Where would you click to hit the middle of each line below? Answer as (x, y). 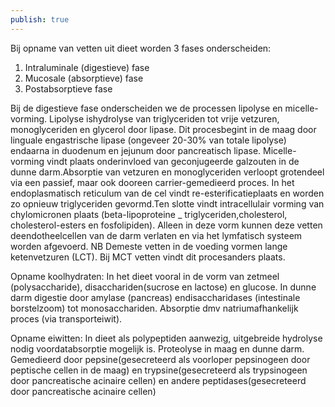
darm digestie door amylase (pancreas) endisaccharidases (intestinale (155, 297)
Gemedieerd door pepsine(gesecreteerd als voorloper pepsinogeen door (160, 359)
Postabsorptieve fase (68, 88)
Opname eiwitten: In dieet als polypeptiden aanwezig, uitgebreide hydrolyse (166, 338)
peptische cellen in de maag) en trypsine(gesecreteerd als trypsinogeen (159, 370)
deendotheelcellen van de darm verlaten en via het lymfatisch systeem (156, 235)
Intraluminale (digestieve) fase (87, 67)
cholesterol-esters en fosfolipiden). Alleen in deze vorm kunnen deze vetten (166, 225)
